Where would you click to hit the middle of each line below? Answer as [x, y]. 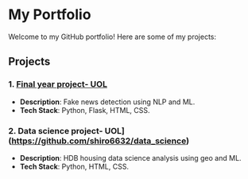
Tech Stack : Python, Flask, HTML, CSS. [85, 110]
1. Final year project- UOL [58, 84]
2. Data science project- [56, 130]
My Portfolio [50, 15]
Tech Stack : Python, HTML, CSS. [74, 166]
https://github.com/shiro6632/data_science [99, 141]
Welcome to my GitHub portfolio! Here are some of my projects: [112, 37]
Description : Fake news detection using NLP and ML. [107, 102]
